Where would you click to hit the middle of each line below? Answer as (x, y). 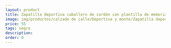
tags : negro (18, 28)
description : (19, 33)
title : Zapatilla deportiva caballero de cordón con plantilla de (77, 14)
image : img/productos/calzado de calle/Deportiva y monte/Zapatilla (79, 19)
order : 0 (15, 38)
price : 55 (16, 24)
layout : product (22, 10)
